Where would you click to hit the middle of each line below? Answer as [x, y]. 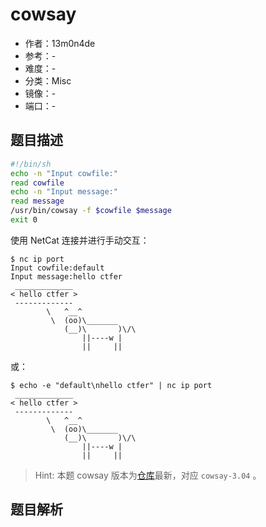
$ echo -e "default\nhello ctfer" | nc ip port [111, 385]
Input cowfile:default [57, 268]
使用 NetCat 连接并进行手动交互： [80, 240]
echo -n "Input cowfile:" [64, 173]
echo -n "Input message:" [64, 192]
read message [37, 201]
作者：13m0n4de [60, 43]
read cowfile [37, 183]
